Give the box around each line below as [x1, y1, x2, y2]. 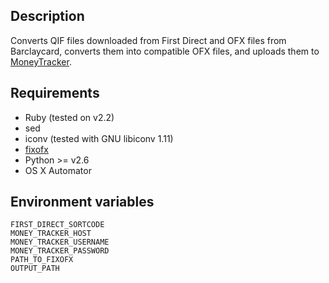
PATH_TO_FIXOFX [10, 255, 74, 265]
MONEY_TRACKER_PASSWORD [10, 246, 110, 256]
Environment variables [10, 194, 155, 211]
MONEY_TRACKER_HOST [10, 229, 92, 239]
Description [10, 8, 85, 25]
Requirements [10, 85, 100, 102]
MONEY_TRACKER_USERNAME [10, 237, 110, 248]
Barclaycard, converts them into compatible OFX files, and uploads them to [10, 45, 320, 57]
